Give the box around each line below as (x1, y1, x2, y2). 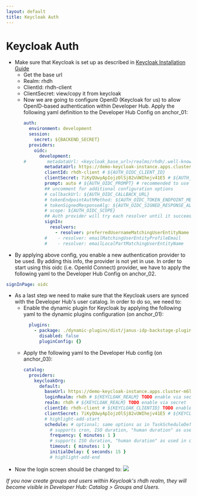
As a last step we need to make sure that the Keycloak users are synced (14, 292, 189, 299)
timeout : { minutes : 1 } (49, 444, 110, 450)
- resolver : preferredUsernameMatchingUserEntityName (55, 229, 189, 235)
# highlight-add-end (49, 454, 100, 460)
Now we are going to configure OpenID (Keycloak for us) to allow (23, 96, 181, 104)
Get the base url (23, 71, 63, 78)
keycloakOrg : (34, 378, 66, 384)
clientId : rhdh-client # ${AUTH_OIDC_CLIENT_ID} (44, 169, 166, 175)
